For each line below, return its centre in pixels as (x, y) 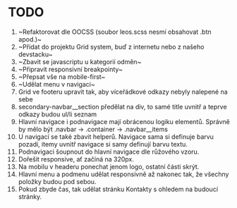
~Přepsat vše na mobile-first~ (62, 77)
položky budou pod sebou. (57, 181)
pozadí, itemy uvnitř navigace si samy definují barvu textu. (103, 144)
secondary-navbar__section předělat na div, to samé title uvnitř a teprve (123, 106)
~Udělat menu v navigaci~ (56, 84)
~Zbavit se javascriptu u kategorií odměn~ (80, 61)
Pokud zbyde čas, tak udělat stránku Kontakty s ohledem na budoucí (118, 189)
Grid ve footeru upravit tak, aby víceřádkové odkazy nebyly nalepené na (123, 92)
